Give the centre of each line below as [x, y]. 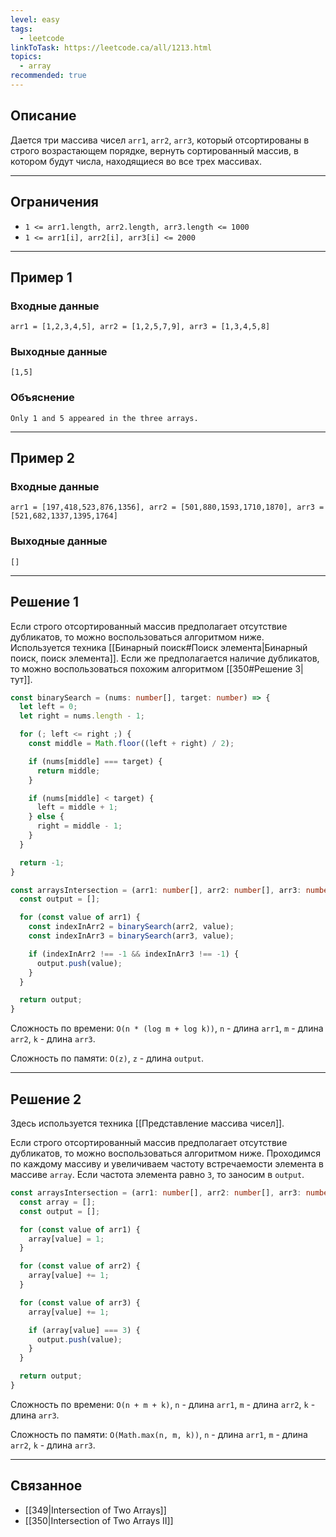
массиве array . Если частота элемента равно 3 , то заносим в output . [157, 1175]
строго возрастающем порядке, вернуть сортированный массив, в [154, 150]
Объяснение [42, 398]
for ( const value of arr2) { [80, 1266]
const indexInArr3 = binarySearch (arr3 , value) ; [131, 936]
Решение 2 [46, 1099]
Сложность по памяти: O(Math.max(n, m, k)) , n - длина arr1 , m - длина [159, 1434]
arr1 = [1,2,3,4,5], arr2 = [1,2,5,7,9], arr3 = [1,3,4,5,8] [140, 327]
